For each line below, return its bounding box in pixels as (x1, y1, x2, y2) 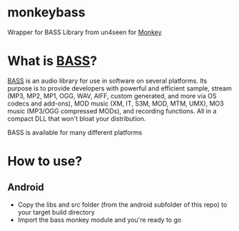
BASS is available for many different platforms (7, 128, 143, 136)
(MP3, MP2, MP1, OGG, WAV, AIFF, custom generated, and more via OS (7, 91, 217, 100)
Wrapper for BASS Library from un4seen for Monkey (7, 28, 162, 36)
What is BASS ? (7, 53, 98, 69)
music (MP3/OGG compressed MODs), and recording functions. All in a (7, 106, 217, 115)
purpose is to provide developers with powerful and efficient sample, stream (7, 83, 232, 93)
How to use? (7, 153, 83, 170)
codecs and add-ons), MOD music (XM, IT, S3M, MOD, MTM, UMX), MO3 (7, 99, 224, 108)
